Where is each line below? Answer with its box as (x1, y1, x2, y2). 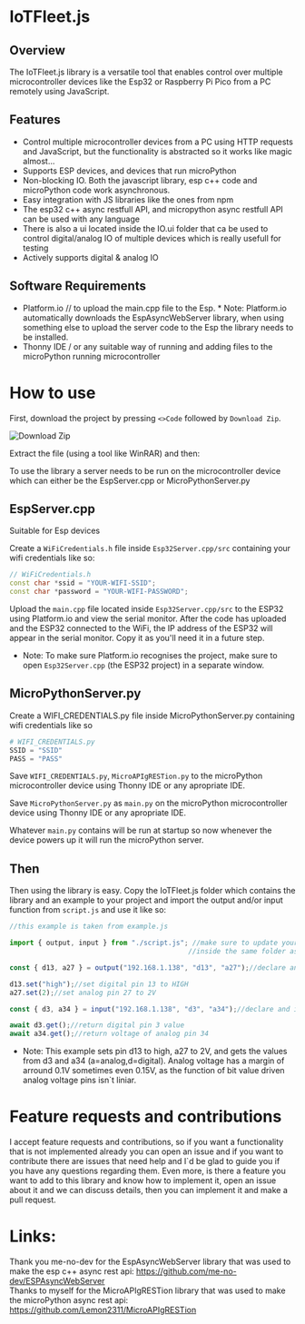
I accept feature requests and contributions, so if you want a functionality (9, 1137, 284, 1148)
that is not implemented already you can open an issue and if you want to (9, 1146, 284, 1157)
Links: (9, 1226, 57, 1247)
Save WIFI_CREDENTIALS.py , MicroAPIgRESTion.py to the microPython (9, 770, 263, 782)
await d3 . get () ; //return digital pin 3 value (9, 1021, 184, 1030)
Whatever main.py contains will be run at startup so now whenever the (9, 825, 272, 836)
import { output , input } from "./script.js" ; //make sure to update (9, 938, 279, 948)
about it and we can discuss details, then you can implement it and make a (9, 1185, 289, 1196)
